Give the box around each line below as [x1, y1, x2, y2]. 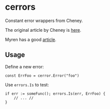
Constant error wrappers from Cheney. [5, 18, 83, 23]
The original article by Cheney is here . [5, 27, 81, 33]
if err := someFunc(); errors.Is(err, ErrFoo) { [5, 91, 106, 96]
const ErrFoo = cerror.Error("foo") [5, 73, 79, 78]
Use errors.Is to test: [5, 82, 49, 87]
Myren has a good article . [5, 36, 57, 43]
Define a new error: [5, 64, 44, 69]
